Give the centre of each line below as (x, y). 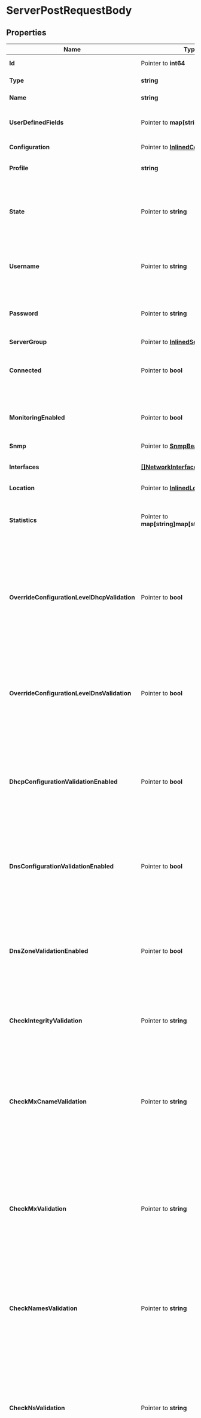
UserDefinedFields (36, 122)
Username (25, 266)
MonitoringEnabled (37, 417)
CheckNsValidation (37, 1408)
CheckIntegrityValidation (46, 1021)
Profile (19, 168)
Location (22, 488)
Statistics (23, 520)
